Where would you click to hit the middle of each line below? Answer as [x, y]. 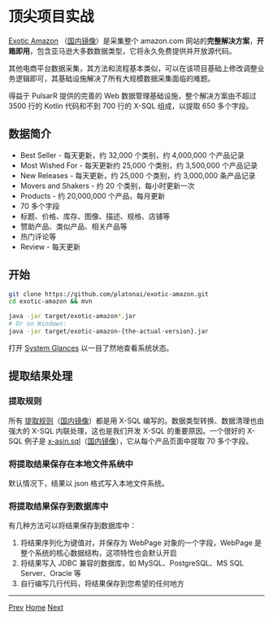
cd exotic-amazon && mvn [50, 302]
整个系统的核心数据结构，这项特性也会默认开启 [98, 553]
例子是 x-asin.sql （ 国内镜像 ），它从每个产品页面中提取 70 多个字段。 [139, 441]
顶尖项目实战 [52, 17]
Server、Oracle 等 [50, 574]
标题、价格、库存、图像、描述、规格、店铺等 [95, 216]
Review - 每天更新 [50, 247]
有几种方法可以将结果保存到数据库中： [72, 526]
